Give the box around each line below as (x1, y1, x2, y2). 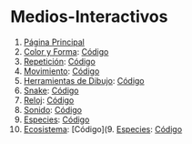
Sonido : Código (23, 104, 83, 115)
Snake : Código (23, 85, 80, 96)
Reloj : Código (23, 94, 75, 106)
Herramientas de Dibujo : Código (23, 75, 145, 86)
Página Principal (23, 36, 86, 47)
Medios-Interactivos (10, 6, 168, 27)
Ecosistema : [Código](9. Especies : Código (23, 123, 183, 134)
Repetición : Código (23, 56, 96, 67)
